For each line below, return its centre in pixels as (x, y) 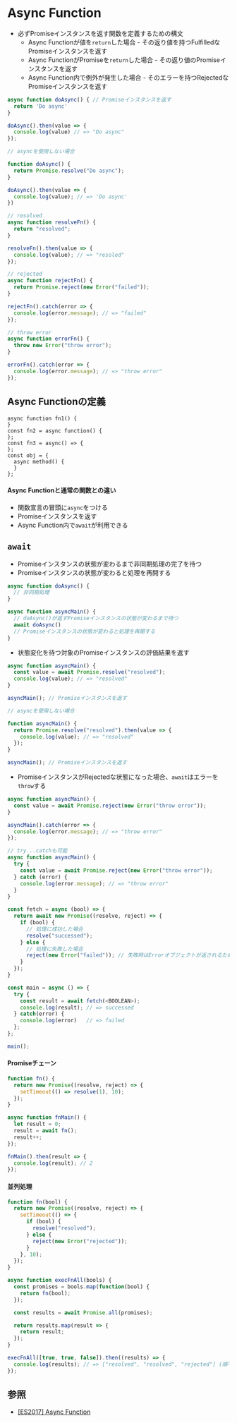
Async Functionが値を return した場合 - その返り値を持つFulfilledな (124, 42)
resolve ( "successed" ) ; (59, 935)
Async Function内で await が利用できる (73, 525)
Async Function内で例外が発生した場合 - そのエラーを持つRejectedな (128, 77)
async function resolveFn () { (52, 223)
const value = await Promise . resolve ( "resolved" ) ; (90, 672)
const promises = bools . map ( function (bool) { (82, 1287)
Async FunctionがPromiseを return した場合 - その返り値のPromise (124, 60)
